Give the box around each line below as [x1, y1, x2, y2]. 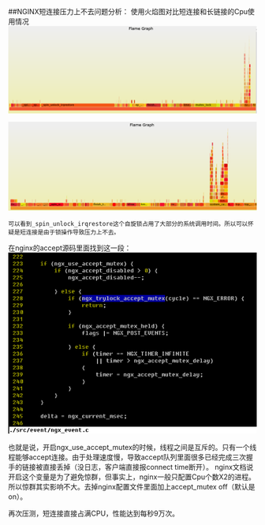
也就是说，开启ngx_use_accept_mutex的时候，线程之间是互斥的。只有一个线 [8, 443, 257, 452]
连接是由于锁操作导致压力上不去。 [25, 228, 120, 237]
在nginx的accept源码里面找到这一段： [8, 243, 132, 253]
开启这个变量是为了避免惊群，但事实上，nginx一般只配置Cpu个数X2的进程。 [8, 472, 256, 482]
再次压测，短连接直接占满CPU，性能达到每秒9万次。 [8, 508, 180, 519]
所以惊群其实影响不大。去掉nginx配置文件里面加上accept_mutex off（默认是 [8, 482, 256, 492]
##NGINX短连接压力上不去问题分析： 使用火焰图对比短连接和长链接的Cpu [8, 7, 248, 16]
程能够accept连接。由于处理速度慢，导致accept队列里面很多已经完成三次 [8, 452, 247, 462]
